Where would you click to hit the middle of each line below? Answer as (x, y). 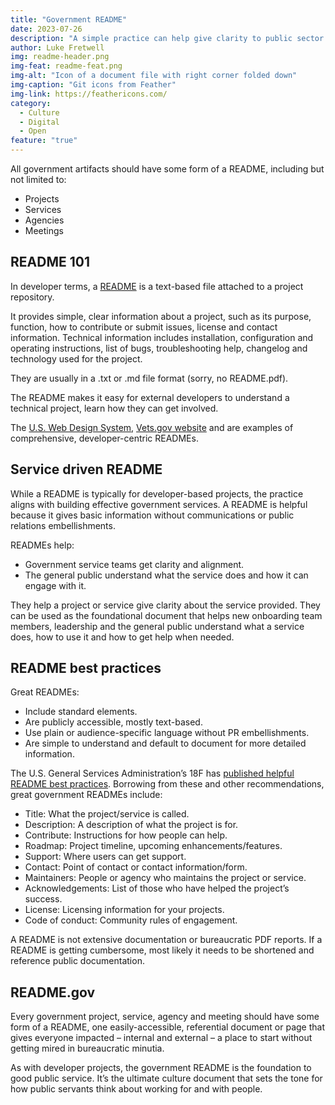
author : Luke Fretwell (57, 47)
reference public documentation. (77, 961)
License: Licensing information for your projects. (124, 910)
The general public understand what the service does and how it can (166, 575)
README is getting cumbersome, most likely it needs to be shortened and (162, 950)
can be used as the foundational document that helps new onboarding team (166, 615)
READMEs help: (42, 545)
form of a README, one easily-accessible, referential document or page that (167, 1027)
